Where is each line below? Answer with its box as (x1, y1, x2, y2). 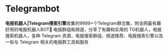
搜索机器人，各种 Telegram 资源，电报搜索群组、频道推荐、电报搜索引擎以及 (5, 32, 163, 38)
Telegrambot (5, 3, 60, 14)
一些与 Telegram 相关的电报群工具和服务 (5, 38, 89, 45)
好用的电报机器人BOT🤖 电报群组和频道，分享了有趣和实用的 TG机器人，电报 (5, 26, 162, 32)
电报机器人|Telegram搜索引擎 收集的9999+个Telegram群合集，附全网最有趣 (5, 20, 161, 26)
